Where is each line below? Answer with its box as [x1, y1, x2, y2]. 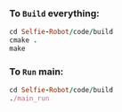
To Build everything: [9, 7, 100, 20]
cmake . [9, 36, 38, 45]
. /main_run [9, 94, 50, 103]
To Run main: [9, 65, 64, 78]
